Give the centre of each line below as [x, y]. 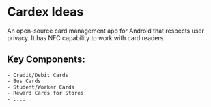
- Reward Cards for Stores [45, 93]
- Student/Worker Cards [41, 87]
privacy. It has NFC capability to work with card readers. [86, 37]
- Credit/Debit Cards [38, 75]
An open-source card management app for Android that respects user [106, 31]
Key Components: [46, 60]
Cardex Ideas [45, 12]
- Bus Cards [24, 81]
